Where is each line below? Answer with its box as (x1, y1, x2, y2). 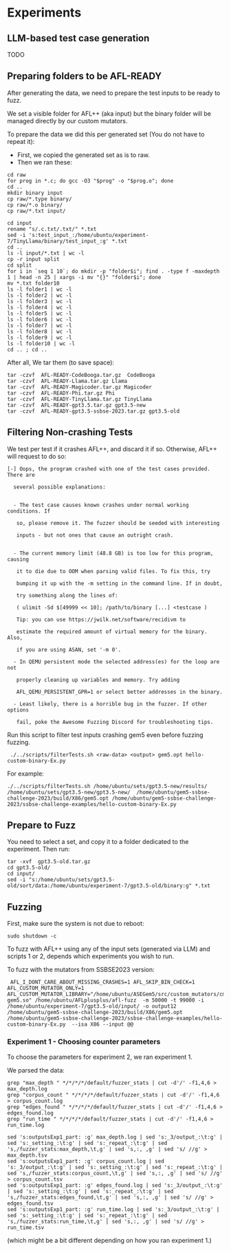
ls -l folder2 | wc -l (7, 291, 72, 299)
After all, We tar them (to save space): (7, 358, 115, 366)
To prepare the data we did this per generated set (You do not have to (7, 130, 205, 138)
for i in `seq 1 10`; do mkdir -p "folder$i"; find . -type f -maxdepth (7, 267, 220, 275)
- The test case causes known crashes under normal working (13, 502, 189, 508)
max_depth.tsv (7, 1152, 48, 1159)
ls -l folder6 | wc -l (7, 316, 72, 323)
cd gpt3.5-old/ (7, 865, 51, 871)
